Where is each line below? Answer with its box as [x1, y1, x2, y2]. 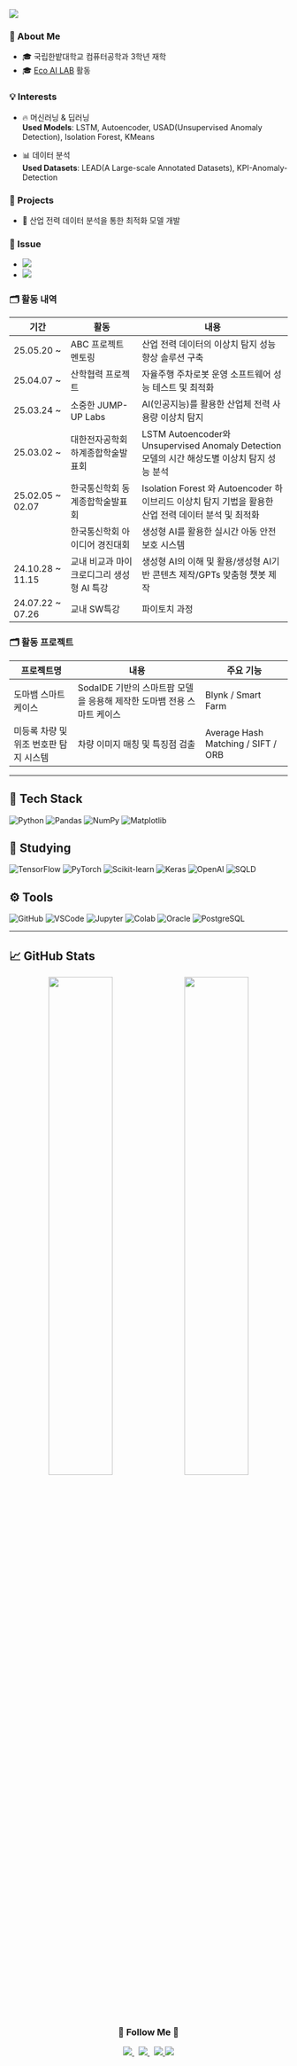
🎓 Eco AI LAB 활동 [21, 66, 91, 76]
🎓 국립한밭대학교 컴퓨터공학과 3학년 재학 [21, 51, 166, 62]
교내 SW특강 [70, 603, 121, 615]
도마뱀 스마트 [13, 688, 65, 700]
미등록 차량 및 [13, 724, 68, 737]
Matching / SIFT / [204, 737, 277, 750]
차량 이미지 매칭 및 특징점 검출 [77, 737, 196, 750]
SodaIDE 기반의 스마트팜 [77, 682, 175, 694]
